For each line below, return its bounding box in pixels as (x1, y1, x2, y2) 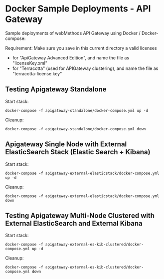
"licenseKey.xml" (12, 60, 47, 66)
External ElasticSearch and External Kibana (5, 219, 143, 228)
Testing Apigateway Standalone (5, 85, 107, 94)
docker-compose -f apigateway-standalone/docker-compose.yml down (5, 126, 146, 131)
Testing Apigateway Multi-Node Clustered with (5, 211, 155, 220)
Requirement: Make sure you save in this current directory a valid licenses (5, 45, 157, 51)
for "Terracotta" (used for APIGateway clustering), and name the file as (12, 65, 159, 71)
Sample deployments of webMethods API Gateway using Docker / (5, 30, 141, 36)
